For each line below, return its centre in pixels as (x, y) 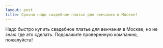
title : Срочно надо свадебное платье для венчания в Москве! (72, 15)
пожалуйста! (19, 40)
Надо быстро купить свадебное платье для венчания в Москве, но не (81, 29)
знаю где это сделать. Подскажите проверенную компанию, (72, 34)
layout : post (19, 10)
